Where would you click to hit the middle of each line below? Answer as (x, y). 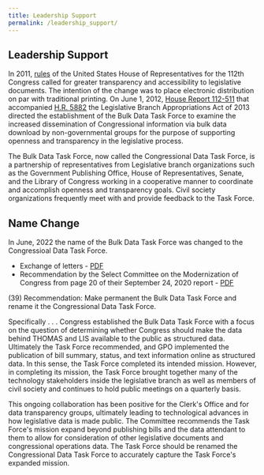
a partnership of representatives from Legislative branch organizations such (131, 165)
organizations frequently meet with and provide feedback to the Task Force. (131, 198)
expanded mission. (39, 463)
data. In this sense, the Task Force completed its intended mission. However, (133, 364)
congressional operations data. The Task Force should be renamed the (123, 447)
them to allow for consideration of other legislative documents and (116, 438)
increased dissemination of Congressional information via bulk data (117, 124)
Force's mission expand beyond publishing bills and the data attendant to (127, 430)
